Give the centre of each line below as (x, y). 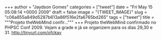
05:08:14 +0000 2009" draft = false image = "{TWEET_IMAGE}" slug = (76, 12)
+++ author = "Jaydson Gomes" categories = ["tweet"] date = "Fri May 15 (79, 7)
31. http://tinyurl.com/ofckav (33, 33)
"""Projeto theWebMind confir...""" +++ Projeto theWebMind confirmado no (80, 22)
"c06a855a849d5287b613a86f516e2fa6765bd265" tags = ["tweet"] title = (80, 17)
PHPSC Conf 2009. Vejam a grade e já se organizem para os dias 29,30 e (79, 27)
